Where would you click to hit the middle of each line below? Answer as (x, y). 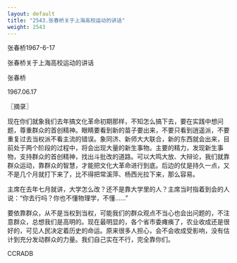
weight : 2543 (26, 27)
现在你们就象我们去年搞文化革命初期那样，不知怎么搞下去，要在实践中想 (112, 121)
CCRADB (20, 254)
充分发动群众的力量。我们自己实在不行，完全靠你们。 (97, 240)
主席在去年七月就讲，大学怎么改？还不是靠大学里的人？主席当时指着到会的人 (119, 189)
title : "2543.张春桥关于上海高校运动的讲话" (66, 20)
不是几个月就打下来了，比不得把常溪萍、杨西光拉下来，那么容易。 (103, 174)
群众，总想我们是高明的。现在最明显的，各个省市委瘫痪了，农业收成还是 (118, 222)
